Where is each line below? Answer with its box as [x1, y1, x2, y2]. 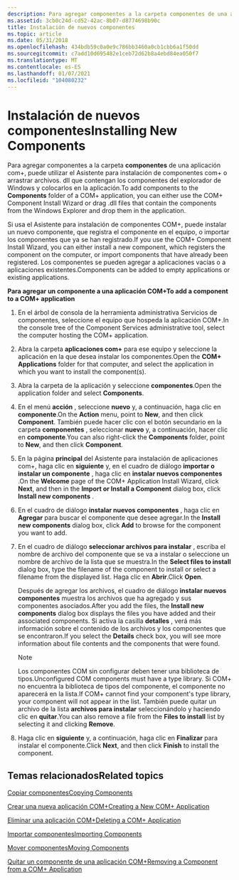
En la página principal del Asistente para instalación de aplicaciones [17, 454, 218, 463]
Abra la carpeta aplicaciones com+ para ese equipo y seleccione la [17, 345, 217, 353]
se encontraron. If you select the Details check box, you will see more [17, 632, 222, 641]
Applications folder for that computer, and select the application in [17, 360, 214, 369]
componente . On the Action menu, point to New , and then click [17, 410, 203, 419]
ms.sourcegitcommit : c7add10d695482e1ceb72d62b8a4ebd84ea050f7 [7, 51, 199, 58]
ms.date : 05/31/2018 [7, 37, 69, 44]
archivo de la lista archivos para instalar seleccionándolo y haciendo [17, 705, 221, 713]
